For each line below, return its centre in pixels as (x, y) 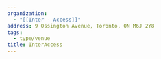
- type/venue (32, 39)
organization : (27, 13)
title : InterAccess (35, 45)
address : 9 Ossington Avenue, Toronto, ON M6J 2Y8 (81, 26)
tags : (15, 32)
